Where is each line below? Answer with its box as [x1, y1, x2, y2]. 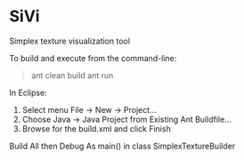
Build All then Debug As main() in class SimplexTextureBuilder [9, 140, 236, 151]
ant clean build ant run [30, 69, 114, 81]
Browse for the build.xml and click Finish [21, 123, 171, 134]
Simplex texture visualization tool [9, 36, 131, 46]
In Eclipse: [9, 87, 47, 98]
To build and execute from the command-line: [9, 52, 177, 63]
